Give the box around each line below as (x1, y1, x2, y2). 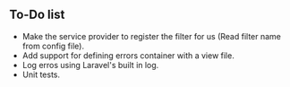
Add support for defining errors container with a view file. (21, 49, 235, 61)
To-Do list (9, 7, 65, 22)
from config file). (21, 40, 85, 51)
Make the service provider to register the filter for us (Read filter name (21, 30, 282, 41)
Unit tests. (21, 69, 61, 80)
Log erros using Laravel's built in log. (21, 59, 159, 70)
